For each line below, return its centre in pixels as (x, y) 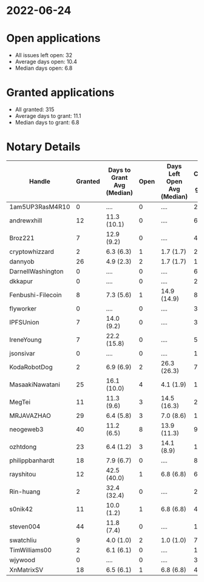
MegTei (20, 402)
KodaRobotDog (31, 367)
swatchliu (23, 540)
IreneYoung (25, 340)
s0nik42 (21, 509)
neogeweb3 (26, 429)
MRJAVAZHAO (30, 416)
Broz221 (22, 238)
